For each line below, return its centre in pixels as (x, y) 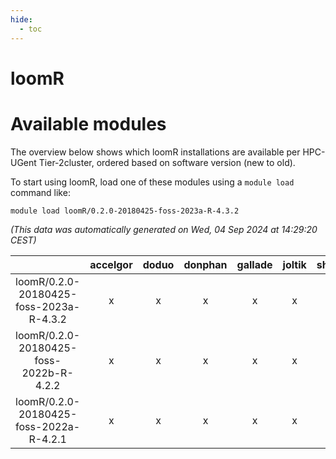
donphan (205, 264)
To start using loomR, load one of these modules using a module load (152, 182)
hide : (21, 19)
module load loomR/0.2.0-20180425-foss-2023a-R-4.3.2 (125, 211)
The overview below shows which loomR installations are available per (155, 152)
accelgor (111, 264)
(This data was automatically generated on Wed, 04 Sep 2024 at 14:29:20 (164, 229)
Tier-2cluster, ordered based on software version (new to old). (167, 162)
